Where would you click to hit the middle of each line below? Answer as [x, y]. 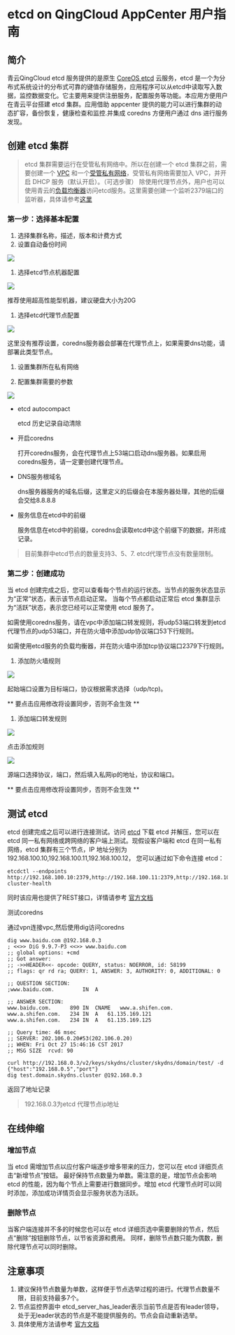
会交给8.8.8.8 [36, 501]
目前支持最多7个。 [56, 1298]
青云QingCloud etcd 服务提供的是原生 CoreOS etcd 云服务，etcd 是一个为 [113, 78]
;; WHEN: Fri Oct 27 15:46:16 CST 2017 [65, 1045]
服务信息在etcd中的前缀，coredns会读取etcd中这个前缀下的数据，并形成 [121, 530]
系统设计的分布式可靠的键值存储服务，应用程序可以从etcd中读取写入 [118, 87]
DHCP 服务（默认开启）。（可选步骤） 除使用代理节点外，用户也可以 [129, 181]
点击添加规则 [26, 747]
